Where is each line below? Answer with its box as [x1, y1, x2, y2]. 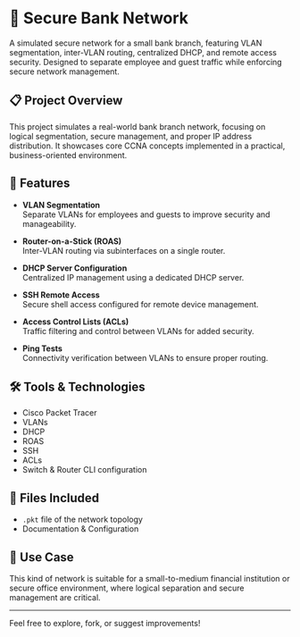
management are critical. [9, 592, 101, 602]
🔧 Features [9, 176, 71, 191]
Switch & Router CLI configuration [21, 465, 147, 475]
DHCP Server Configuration [21, 263, 128, 273]
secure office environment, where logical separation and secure [9, 583, 245, 593]
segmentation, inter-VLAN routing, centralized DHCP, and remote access [9, 46, 277, 57]
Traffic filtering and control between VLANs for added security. [21, 325, 254, 336]
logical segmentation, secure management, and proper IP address [9, 130, 253, 141]
